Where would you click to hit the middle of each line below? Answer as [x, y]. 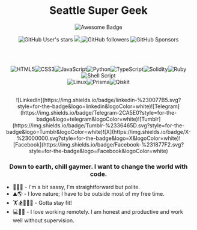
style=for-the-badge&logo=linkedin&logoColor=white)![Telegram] [98, 106]
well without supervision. [43, 220]
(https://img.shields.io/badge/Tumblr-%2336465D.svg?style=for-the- [98, 125]
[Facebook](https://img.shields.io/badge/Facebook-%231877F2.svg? [98, 144]
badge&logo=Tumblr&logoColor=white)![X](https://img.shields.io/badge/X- [98, 132]
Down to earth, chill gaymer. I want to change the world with [98, 166]
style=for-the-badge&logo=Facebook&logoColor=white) [98, 151]
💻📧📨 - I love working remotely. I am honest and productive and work [98, 212]
